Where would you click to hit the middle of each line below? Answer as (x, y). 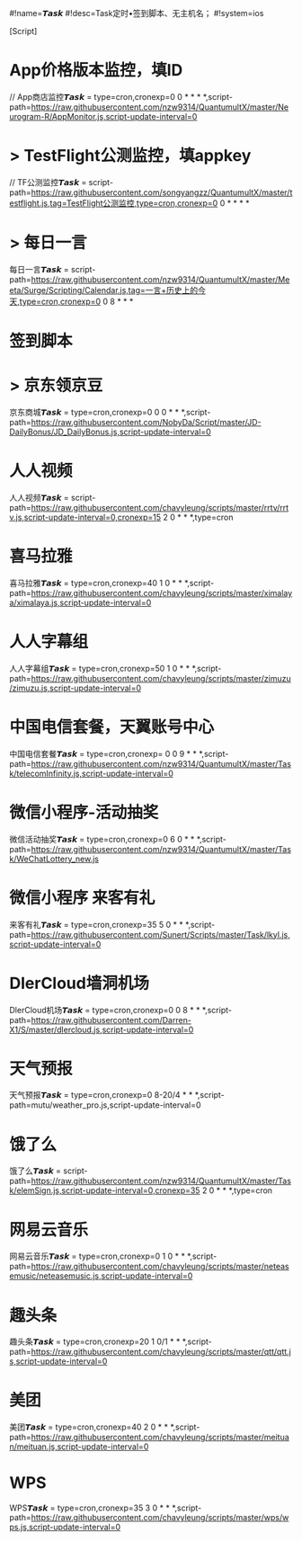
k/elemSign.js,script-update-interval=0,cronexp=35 (105, 1190)
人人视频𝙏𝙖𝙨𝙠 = (39, 497)
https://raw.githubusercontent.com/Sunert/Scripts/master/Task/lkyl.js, (160, 934)
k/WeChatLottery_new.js (54, 859)
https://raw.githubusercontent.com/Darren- (111, 1020)
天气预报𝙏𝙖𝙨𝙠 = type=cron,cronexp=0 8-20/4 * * (101, 1095)
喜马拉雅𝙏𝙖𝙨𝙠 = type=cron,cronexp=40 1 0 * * (96, 583)
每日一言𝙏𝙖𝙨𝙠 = (39, 269)
